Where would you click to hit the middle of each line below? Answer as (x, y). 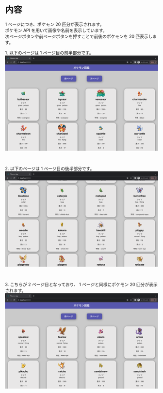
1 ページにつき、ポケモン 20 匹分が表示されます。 (55, 24)
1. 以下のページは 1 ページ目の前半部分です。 (49, 53)
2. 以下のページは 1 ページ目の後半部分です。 (50, 168)
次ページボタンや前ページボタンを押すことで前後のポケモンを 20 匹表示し (79, 36)
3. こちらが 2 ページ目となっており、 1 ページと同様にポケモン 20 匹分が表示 (81, 284)
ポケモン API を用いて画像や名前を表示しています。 (56, 30)
